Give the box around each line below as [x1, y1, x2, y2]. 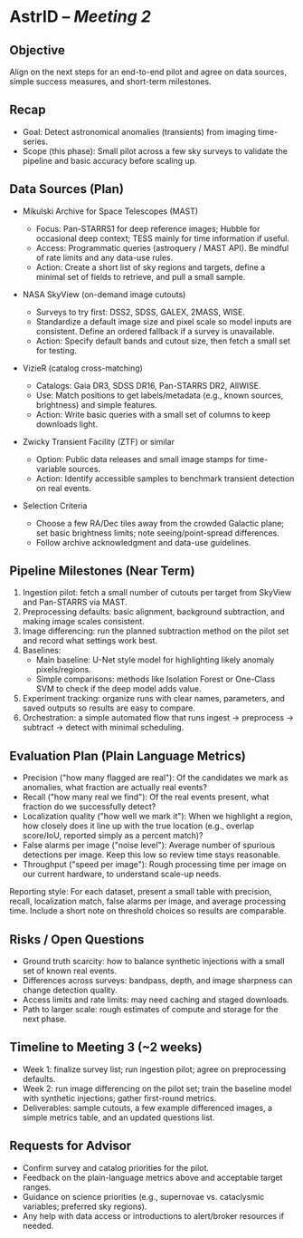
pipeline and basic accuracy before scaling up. [22, 155, 197, 166]
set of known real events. [22, 965, 118, 976]
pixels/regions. [35, 664, 92, 675]
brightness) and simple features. [35, 399, 157, 410]
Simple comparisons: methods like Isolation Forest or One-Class [35, 673, 276, 685]
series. [22, 136, 48, 147]
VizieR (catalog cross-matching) [22, 363, 143, 373]
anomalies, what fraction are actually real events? [22, 782, 208, 793]
